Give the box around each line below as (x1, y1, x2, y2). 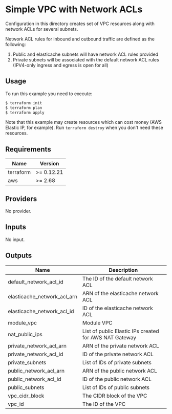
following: (5, 41, 26, 47)
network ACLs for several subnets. (5, 26, 78, 32)
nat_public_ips (8, 331, 42, 338)
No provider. (5, 208, 32, 214)
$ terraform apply (5, 110, 45, 115)
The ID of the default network (82, 275, 154, 282)
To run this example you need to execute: (5, 91, 93, 97)
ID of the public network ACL (82, 375, 152, 382)
